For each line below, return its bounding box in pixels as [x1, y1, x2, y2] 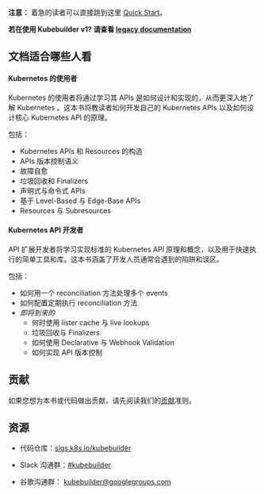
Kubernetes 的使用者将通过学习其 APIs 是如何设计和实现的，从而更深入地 [8, 93, 247, 102]
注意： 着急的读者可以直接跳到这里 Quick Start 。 [8, 8, 167, 17]
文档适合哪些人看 [8, 50, 92, 63]
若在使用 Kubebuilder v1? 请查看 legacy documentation [8, 25, 192, 34]
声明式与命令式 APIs [19, 186, 86, 195]
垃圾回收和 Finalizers [19, 176, 89, 186]
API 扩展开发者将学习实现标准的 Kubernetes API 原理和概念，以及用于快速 [8, 244, 250, 254]
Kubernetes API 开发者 [8, 225, 84, 235]
